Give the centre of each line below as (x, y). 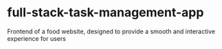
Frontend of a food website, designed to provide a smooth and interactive (111, 31)
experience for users (37, 38)
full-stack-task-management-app (106, 13)
